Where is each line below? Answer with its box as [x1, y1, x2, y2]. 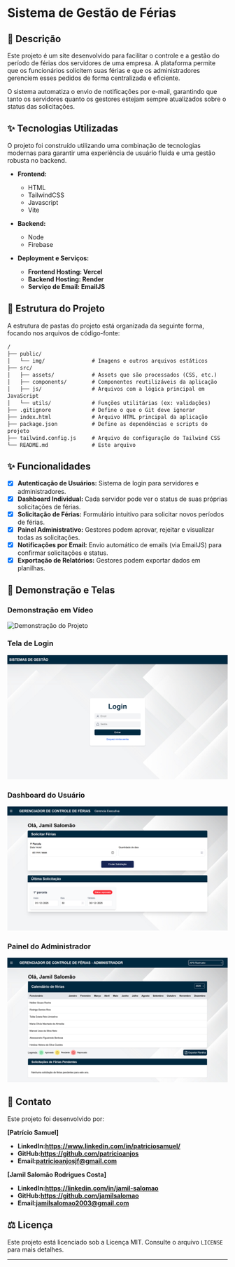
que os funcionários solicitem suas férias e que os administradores [7, 67, 201, 74]
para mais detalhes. [7, 1245, 64, 1254]
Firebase [27, 240, 54, 248]
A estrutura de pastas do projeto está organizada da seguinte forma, [7, 321, 205, 330]
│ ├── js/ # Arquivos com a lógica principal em [7, 385, 205, 392]
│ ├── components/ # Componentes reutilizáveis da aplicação [7, 378, 218, 385]
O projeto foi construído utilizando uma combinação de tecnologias [7, 141, 201, 149]
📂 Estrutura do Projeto [7, 303, 105, 315]
